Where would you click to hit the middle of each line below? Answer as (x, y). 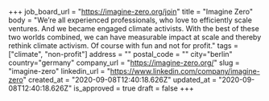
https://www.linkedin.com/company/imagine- (185, 71)
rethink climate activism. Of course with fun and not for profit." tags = (124, 46)
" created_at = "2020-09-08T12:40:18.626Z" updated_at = (120, 80)
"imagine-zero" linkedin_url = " (60, 71)
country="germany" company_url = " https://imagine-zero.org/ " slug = (124, 63)
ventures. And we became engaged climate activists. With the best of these (134, 28)
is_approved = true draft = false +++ (134, 88)
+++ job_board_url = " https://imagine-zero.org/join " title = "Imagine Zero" (131, 12)
